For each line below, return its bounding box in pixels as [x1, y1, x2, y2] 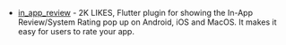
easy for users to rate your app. [17, 26, 134, 36]
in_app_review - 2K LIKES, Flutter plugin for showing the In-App [17, 8, 254, 18]
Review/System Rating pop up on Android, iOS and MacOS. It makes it [17, 17, 277, 27]
